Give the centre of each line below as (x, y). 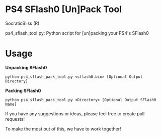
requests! (15, 119)
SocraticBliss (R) (22, 23)
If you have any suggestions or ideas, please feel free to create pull (75, 113)
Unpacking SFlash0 (26, 67)
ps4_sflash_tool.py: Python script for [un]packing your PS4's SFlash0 (77, 33)
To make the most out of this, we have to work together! (63, 129)
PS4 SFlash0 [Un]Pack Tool (64, 9)
